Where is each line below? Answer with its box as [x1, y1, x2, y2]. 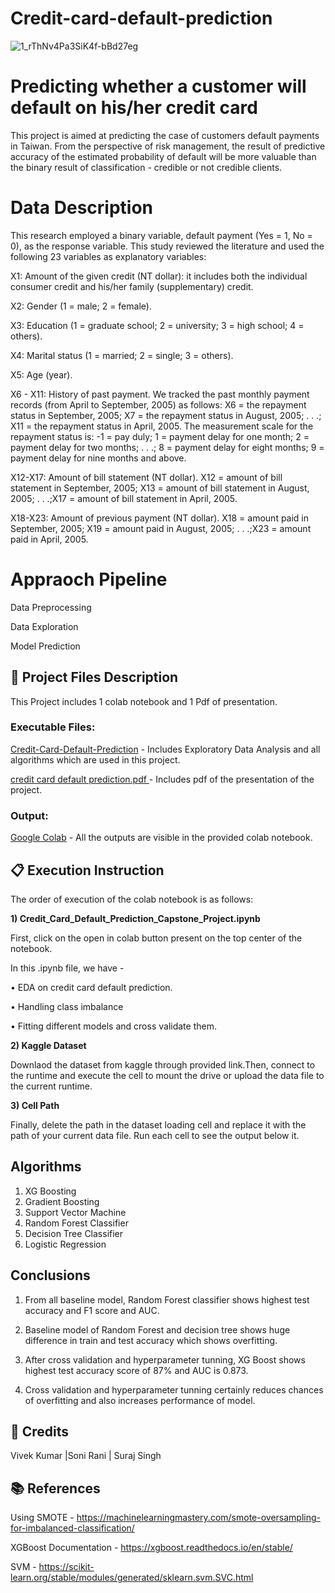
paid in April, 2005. [10, 533, 89, 545]
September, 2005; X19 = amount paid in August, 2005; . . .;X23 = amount [10, 522, 312, 534]
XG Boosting [24, 1185, 77, 1197]
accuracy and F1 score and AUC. [24, 1304, 160, 1316]
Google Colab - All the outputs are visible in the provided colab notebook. [10, 832, 313, 844]
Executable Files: [10, 720, 96, 734]
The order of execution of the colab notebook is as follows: [10, 893, 254, 905]
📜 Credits [10, 1423, 70, 1440]
